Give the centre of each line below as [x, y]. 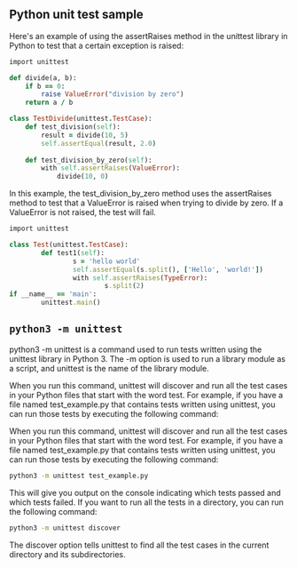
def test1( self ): [73, 252]
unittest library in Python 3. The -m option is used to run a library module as [148, 358]
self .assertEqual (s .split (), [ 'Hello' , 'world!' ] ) [168, 269]
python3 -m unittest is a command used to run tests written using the [136, 349]
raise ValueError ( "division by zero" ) [113, 94]
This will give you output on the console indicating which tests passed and [145, 492]
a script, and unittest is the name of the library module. [109, 368]
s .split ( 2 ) [124, 286]
